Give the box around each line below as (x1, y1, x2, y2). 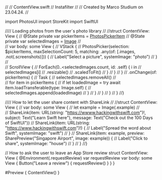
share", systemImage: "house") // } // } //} (5, 141, 88, 146)
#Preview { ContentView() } (5, 170, 59, 175)
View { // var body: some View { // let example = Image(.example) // (5, 104, 140, 110)
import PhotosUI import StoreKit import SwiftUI (5, 19, 98, 24)
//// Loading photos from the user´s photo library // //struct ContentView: (5, 28, 150, 33)
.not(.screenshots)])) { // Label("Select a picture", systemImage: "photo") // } (5, 54, 158, 60)
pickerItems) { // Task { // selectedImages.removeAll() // (5, 75, 116, 80)
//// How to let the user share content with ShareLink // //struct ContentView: (5, 99, 158, 105)
